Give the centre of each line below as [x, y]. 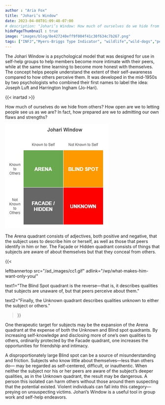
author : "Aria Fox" [26, 10]
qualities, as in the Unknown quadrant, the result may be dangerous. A [76, 376]
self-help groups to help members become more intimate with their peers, [80, 61]
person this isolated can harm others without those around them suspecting [82, 381]
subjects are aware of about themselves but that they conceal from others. [81, 252]
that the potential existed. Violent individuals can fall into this [66, 386]
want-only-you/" [22, 276]
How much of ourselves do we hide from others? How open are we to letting [82, 106]
